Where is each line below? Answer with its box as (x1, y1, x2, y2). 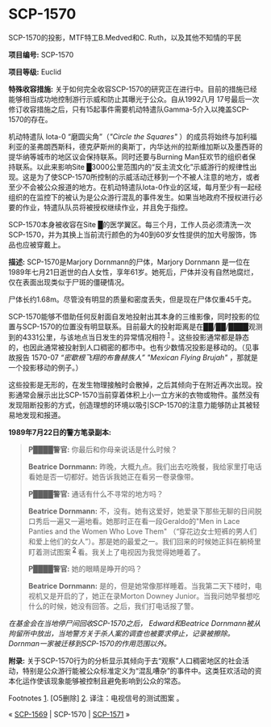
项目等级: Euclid (8, 66, 62, 77)
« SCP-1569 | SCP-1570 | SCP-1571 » (8, 709, 131, 720)
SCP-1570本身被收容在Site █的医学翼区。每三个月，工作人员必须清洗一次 (8, 219, 252, 229)
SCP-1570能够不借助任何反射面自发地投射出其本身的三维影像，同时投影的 (8, 311, 253, 321)
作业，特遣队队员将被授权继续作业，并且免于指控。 (22, 202, 192, 212)
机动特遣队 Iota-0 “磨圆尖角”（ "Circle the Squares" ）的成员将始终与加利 (8, 131, 250, 142)
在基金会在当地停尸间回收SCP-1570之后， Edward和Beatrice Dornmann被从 (8, 619, 261, 628)
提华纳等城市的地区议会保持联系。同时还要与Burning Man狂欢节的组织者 (8, 151, 249, 162)
